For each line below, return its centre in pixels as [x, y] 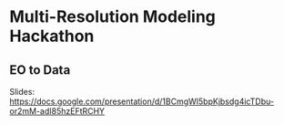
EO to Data [40, 70]
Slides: [22, 92]
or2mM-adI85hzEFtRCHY [57, 111]
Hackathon [52, 36]
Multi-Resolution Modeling [113, 17]
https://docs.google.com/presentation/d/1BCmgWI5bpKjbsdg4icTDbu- [142, 101]
